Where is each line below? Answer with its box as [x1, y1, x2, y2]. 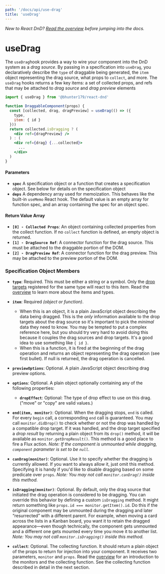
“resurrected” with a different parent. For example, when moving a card [12, 513, 158, 519]
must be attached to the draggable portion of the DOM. [12, 245, 125, 251]
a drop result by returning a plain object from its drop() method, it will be [12, 431, 160, 437]
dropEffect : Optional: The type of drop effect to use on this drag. [19, 395, 152, 401]
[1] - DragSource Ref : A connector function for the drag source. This [12, 240, 154, 246]
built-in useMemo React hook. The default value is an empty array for [12, 196, 149, 202]
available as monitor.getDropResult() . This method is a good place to [12, 436, 154, 442]
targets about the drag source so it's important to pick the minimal [19, 319, 154, 325]
